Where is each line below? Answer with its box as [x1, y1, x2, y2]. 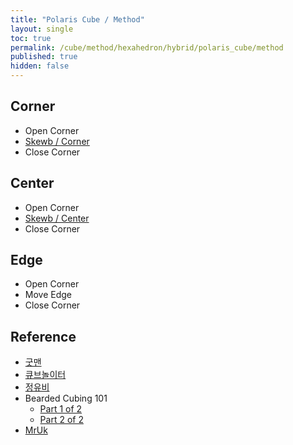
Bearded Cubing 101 [24, 392, 108, 405]
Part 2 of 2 [39, 414, 84, 426]
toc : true [10, 33, 52, 43]
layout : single [10, 24, 74, 34]
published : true [10, 52, 78, 62]
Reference [10, 328, 77, 345]
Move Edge [24, 289, 72, 301]
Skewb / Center [24, 212, 90, 224]
